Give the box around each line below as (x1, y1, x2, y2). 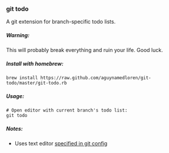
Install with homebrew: (6, 60, 64, 67)
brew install (6, 75, 38, 81)
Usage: (6, 92, 25, 99)
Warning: (6, 31, 30, 38)
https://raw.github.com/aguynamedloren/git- (40, 75, 151, 81)
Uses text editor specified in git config (14, 140, 108, 147)
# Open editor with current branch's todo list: (6, 108, 128, 113)
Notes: (6, 125, 24, 132)
